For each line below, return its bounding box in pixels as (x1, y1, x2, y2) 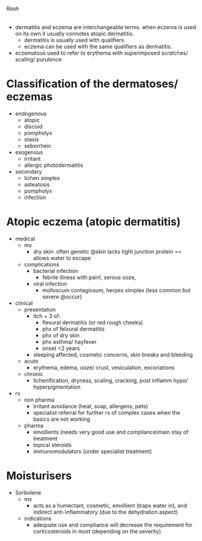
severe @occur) (42, 293, 82, 300)
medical (15, 235, 35, 243)
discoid (24, 123, 43, 130)
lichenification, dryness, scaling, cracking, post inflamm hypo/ (33, 377, 188, 385)
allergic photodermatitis (24, 161, 83, 169)
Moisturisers (6, 469, 72, 483)
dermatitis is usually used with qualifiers (24, 36, 125, 44)
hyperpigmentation (33, 383, 80, 391)
